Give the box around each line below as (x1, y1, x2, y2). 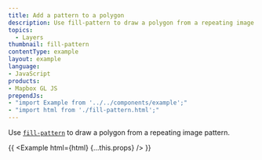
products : (8, 77, 41, 85)
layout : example (8, 56, 61, 64)
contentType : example (8, 48, 79, 56)
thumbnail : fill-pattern (8, 41, 89, 49)
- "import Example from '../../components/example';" (8, 99, 188, 107)
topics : (8, 26, 34, 34)
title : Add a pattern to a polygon (8, 11, 125, 20)
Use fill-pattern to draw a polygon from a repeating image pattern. (8, 128, 230, 137)
